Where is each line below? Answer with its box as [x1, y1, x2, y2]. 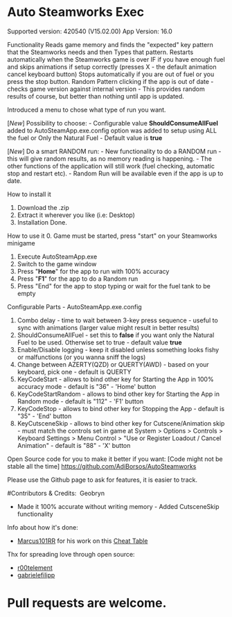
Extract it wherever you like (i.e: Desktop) [17, 211, 135, 219]
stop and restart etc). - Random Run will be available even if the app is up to [7, 169, 224, 177]
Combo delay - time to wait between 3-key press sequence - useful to [17, 316, 218, 324]
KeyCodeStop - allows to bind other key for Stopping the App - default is [17, 404, 225, 412]
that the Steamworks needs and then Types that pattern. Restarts [7, 48, 194, 56]
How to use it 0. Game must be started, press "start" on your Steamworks [7, 232, 217, 240]
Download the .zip [17, 203, 69, 211]
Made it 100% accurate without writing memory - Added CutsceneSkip [17, 502, 220, 510]
